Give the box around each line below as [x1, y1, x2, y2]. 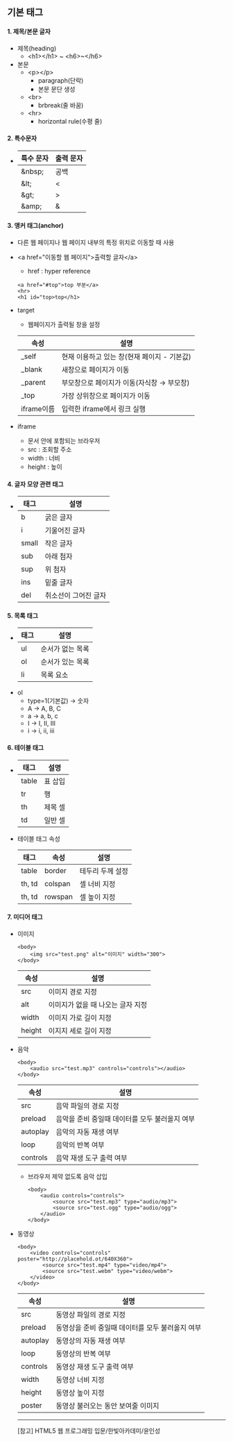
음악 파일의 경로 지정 [55, 1101, 119, 1110]
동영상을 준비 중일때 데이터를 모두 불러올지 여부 [55, 1322, 202, 1332]
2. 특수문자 [7, 134, 37, 142]
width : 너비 [27, 454, 60, 462]
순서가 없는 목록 [40, 644, 89, 654]
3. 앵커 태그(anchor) [7, 222, 64, 230]
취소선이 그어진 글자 [44, 591, 107, 601]
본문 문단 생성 [37, 85, 76, 93]
